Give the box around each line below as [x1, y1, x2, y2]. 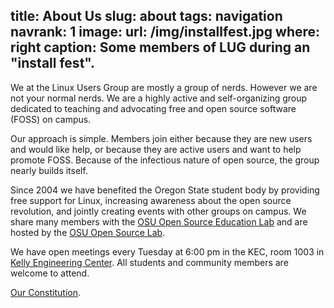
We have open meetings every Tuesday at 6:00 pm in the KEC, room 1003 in [10, 245, 325, 258]
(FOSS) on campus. [10, 113, 92, 125]
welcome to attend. [10, 267, 90, 279]
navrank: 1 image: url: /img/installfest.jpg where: [10, 24, 321, 41]
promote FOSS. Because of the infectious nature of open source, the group [10, 154, 320, 166]
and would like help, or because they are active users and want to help [10, 143, 302, 155]
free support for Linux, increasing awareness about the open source [10, 194, 292, 206]
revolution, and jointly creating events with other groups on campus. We [10, 205, 307, 217]
